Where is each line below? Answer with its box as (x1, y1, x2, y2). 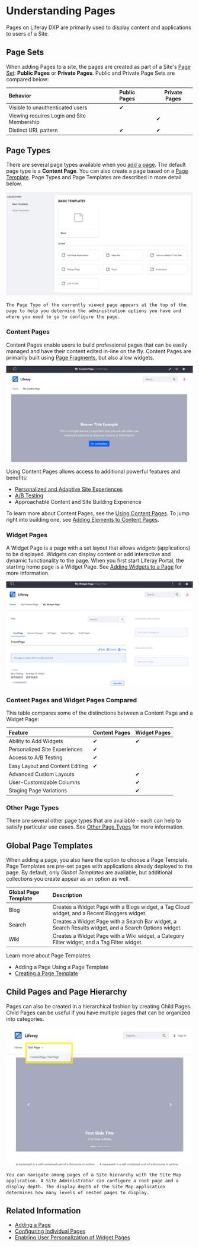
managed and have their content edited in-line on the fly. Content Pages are (6, 347, 191, 354)
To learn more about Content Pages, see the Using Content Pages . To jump (6, 510, 190, 517)
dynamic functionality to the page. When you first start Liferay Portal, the (6, 557, 184, 564)
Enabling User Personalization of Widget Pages (14, 1234, 130, 1241)
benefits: (6, 474, 28, 481)
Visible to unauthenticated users (8, 104, 88, 111)
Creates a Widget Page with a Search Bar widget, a (52, 918, 177, 925)
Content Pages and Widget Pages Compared (6, 696, 137, 704)
